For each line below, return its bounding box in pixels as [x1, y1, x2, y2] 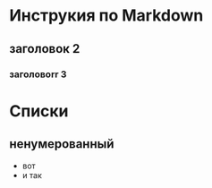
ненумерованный [9, 136, 114, 152]
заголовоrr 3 [9, 68, 67, 81]
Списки [9, 100, 69, 121]
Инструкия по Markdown [9, 5, 204, 26]
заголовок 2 [9, 41, 81, 56]
